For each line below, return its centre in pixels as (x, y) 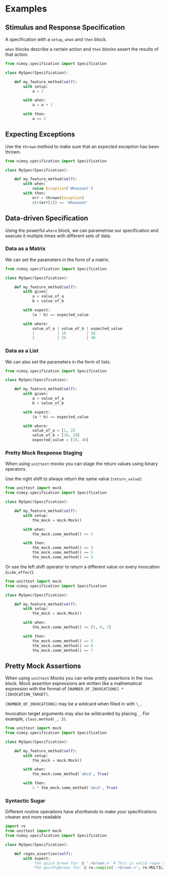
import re (16, 826)
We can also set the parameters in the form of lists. (58, 362)
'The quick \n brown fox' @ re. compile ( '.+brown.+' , (86, 868)
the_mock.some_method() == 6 (63, 646)
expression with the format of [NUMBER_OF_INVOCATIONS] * (65, 689)
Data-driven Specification (47, 218)
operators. (16, 469)
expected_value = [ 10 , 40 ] (60, 440)
